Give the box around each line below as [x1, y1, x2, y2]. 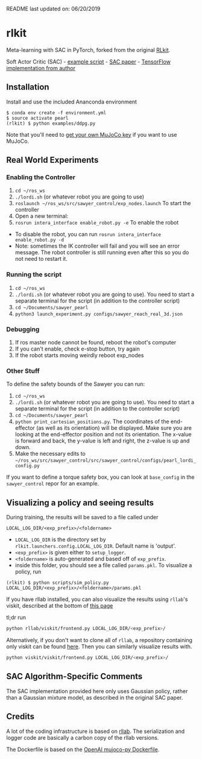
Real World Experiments [6, 155, 99, 165]
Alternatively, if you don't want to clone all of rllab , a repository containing [6, 637, 193, 644]
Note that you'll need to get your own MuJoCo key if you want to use [6, 131, 177, 138]
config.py [14, 463, 40, 469]
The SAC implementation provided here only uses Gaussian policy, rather [6, 687, 188, 695]
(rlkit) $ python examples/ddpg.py [6, 120, 96, 126]
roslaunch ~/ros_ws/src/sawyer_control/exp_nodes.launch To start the [14, 200, 191, 207]
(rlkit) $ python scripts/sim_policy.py [6, 580, 110, 586]
